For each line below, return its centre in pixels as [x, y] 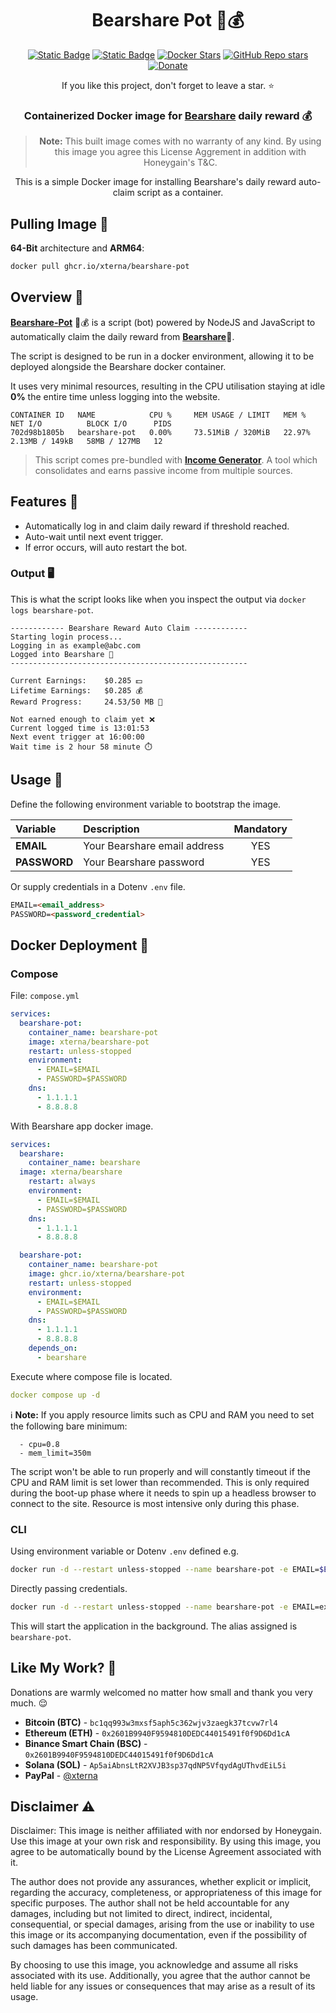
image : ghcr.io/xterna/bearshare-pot [107, 1274]
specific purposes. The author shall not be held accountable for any [150, 1903]
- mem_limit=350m [55, 1453]
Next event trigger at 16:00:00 [77, 737]
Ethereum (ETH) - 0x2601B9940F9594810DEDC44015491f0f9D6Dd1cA [157, 1733]
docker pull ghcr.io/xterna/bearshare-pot [100, 267]
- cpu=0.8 [39, 1444]
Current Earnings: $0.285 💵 [76, 680]
